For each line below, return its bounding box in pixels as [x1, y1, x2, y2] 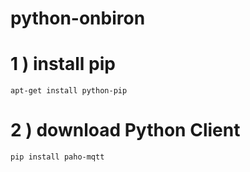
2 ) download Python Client [10, 119, 241, 142]
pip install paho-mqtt [10, 152, 105, 162]
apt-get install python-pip [10, 86, 128, 96]
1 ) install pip [10, 53, 116, 76]
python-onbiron [10, 7, 146, 30]
